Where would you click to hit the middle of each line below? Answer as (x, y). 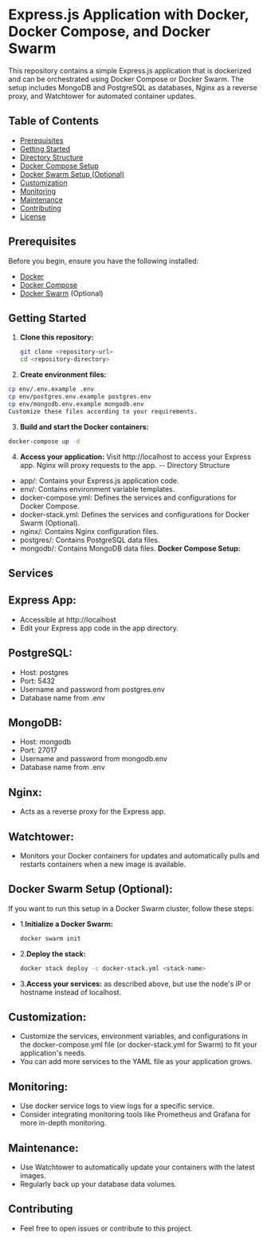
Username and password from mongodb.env (93, 759)
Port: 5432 (37, 681)
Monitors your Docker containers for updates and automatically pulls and (139, 855)
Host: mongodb (45, 742)
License (33, 216)
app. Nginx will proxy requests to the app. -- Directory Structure (125, 465)
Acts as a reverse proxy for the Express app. (92, 811)
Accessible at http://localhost (68, 619)
